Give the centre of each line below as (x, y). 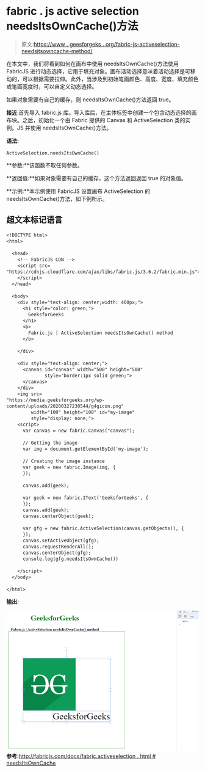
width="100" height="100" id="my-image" (83, 412)
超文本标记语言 (34, 220)
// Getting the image (50, 443)
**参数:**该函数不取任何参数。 (45, 165)
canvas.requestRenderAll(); (58, 547)
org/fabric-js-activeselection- (142, 44)
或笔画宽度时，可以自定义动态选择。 (52, 86)
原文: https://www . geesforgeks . (63, 44)
